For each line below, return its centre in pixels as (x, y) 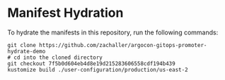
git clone (22, 45)
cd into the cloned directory (58, 58)
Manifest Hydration (65, 13)
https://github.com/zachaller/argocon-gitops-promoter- (123, 45)
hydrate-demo (27, 51)
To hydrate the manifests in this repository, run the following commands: (113, 32)
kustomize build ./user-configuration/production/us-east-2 (98, 69)
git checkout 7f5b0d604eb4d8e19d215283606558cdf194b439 (91, 64)
